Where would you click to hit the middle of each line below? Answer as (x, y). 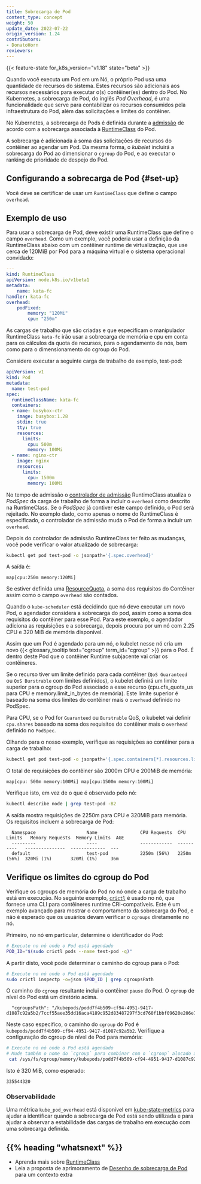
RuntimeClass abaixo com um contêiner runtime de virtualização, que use (97, 245)
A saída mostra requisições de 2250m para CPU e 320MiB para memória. (97, 815)
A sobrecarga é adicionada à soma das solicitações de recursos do (89, 141)
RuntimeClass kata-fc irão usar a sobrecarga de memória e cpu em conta (97, 337)
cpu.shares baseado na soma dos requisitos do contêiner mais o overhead (97, 724)
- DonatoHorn (22, 45)
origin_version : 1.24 (33, 34)
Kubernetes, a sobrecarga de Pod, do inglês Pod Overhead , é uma (88, 98)
